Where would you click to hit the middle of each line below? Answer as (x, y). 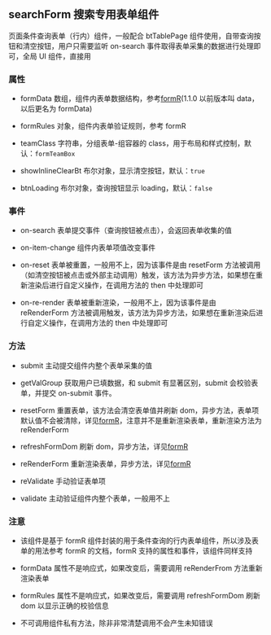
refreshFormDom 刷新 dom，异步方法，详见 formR (104, 446)
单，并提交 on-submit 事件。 (68, 392)
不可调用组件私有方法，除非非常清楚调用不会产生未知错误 (116, 623)
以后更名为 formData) (56, 109)
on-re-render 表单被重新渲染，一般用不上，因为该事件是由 (118, 303)
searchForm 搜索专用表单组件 (84, 15)
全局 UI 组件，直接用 (57, 56)
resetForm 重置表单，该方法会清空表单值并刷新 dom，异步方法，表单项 (140, 410)
